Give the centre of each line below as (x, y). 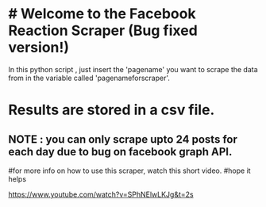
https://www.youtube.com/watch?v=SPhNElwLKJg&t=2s (101, 194)
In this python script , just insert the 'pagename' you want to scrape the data (133, 69)
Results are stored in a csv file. (112, 110)
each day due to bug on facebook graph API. (120, 151)
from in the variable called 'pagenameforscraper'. (89, 78)
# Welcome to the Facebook (102, 14)
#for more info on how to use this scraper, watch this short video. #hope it (130, 171)
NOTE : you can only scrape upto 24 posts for (123, 139)
